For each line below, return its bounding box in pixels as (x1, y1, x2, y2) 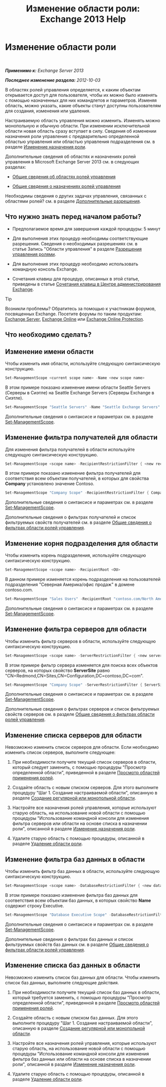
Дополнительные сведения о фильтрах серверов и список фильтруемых (5, 706, 160, 712)
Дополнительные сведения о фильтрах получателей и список (5, 514, 136, 520)
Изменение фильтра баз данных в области (5, 855, 145, 864)
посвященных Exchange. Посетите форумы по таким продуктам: (5, 311, 142, 317)
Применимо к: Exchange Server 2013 (5, 68, 84, 73)
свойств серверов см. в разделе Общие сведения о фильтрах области (5, 711, 155, 718)
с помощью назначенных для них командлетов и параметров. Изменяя (5, 97, 157, 103)
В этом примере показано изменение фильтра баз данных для (5, 892, 138, 898)
